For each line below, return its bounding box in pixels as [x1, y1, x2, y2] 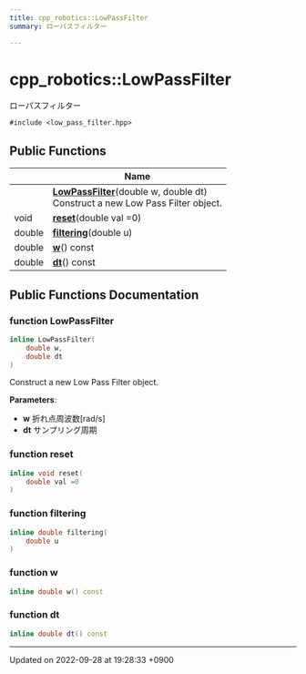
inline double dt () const [9, 629, 107, 638]
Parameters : [9, 394, 57, 405]
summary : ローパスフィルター [9, 22, 107, 31]
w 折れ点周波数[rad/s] [22, 414, 106, 424]
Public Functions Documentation [9, 287, 199, 302]
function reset [9, 448, 74, 461]
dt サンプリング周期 [22, 424, 97, 435]
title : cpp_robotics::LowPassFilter [9, 13, 148, 23]
